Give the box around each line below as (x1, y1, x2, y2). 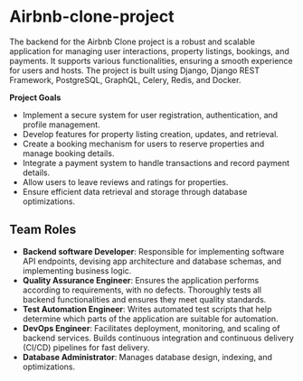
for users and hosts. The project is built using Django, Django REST (9, 65, 260, 76)
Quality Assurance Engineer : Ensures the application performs (22, 274, 260, 285)
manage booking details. (22, 147, 115, 159)
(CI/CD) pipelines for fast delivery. (22, 341, 150, 353)
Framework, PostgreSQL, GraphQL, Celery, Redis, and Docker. (9, 74, 241, 85)
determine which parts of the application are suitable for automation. (22, 313, 279, 324)
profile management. (22, 119, 101, 130)
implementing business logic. (22, 265, 132, 276)
